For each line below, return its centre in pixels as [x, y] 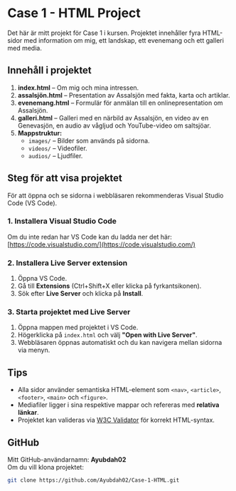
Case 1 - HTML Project [74, 13]
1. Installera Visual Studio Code [62, 221]
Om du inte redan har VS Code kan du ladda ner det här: [90, 237]
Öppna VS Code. [42, 279]
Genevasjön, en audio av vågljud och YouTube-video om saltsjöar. [114, 125]
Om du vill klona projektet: [45, 467]
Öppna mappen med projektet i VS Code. [78, 327]
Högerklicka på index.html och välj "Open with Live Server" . [107, 335]
